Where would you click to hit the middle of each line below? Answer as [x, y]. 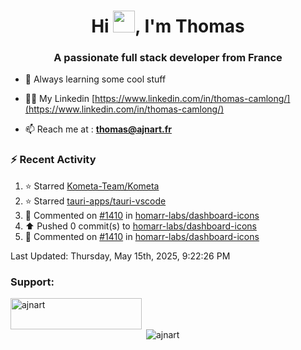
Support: [32, 282]
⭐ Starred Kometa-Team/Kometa [92, 186]
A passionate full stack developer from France [168, 58]
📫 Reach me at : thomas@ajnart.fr [98, 129]
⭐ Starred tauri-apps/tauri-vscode [95, 201]
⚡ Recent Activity [53, 160]
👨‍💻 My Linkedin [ [60, 99]
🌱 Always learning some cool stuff [95, 79]
